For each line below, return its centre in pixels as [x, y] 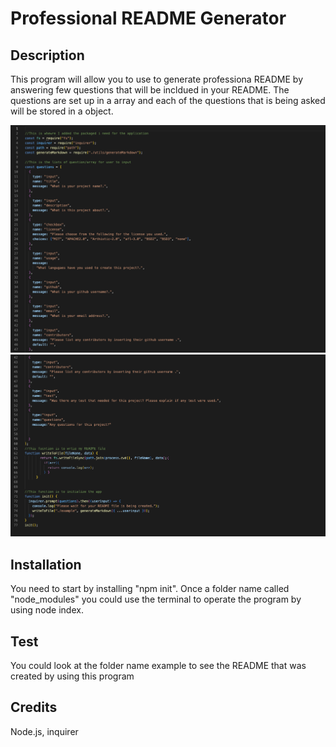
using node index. [47, 610]
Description [47, 55]
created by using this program [72, 676]
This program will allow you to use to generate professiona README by [157, 79]
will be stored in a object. [62, 111]
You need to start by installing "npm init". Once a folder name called [150, 589]
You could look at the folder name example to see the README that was [158, 665]
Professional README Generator [148, 18]
